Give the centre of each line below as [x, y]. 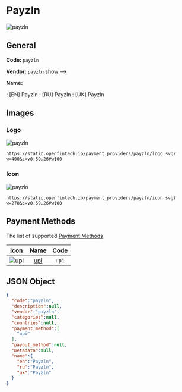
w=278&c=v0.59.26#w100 [34, 203]
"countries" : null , [34, 323]
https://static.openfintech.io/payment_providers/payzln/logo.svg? [91, 154]
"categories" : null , [36, 317]
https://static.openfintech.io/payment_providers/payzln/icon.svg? [91, 198]
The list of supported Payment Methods [55, 236]
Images [20, 113]
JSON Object [31, 281]
